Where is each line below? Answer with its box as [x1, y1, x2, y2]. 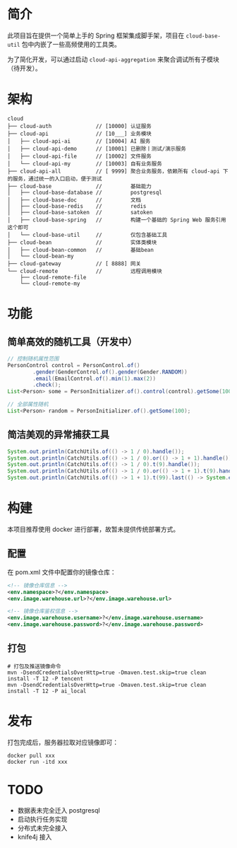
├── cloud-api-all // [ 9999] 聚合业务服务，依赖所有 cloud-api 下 [7, 168, 229, 175]
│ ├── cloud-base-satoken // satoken [7, 209, 153, 216]
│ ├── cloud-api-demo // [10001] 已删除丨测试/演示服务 [7, 145, 187, 152]
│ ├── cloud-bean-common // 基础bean [7, 246, 154, 253]
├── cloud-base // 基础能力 [7, 182, 152, 190]
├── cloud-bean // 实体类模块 [7, 238, 157, 246]
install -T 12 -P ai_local [7, 687, 87, 695]
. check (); [32, 381, 61, 389]
